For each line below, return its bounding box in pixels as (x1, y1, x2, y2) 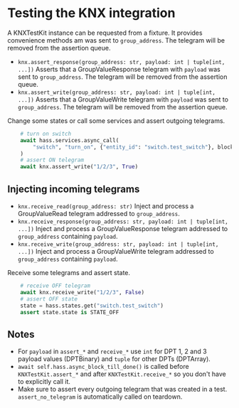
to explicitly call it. (17, 377, 71, 386)
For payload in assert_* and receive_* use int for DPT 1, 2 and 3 (17, 347, 208, 356)
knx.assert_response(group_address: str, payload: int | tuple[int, (17, 58, 225, 65)
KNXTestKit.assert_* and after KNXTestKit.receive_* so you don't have (17, 370, 226, 378)
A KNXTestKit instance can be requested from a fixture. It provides (7, 28, 203, 37)
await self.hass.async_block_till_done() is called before (17, 363, 190, 371)
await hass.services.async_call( (20, 136, 119, 144)
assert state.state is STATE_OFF (20, 308, 119, 316)
